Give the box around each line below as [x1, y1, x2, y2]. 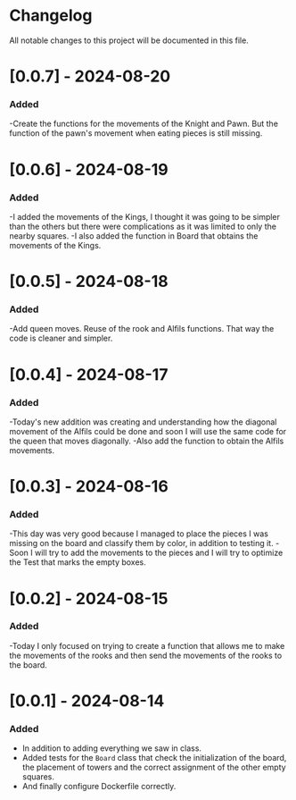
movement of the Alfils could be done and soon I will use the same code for [9, 425, 287, 436]
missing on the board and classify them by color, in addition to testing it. [9, 538, 274, 549]
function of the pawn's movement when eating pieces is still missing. [9, 128, 263, 139]
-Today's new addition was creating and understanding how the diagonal [9, 417, 277, 427]
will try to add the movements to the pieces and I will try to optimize [34, 547, 284, 559]
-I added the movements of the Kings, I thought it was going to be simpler [9, 211, 281, 222]
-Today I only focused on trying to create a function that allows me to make [9, 640, 285, 651]
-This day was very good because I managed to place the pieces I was [9, 528, 269, 539]
